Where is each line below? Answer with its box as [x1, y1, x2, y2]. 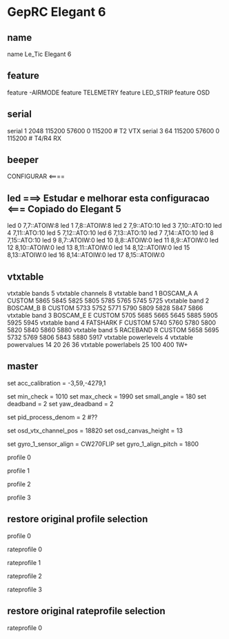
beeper [7, 154, 39, 166]
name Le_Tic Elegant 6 [7, 50, 72, 58]
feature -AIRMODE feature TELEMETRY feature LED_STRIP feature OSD [7, 88, 210, 97]
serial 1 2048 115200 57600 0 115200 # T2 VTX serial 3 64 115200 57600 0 [7, 126, 220, 135]
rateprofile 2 [7, 571, 43, 580]
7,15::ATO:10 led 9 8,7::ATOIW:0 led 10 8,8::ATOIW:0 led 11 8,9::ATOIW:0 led [7, 236, 219, 245]
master [7, 361, 39, 372]
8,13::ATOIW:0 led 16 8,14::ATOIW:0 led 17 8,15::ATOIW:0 [7, 251, 166, 259]
